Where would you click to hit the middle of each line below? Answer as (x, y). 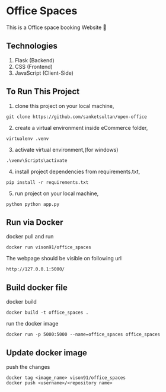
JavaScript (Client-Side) (44, 73)
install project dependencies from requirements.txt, (77, 171)
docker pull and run (30, 237)
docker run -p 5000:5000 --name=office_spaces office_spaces (83, 334)
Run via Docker (35, 222)
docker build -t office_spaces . (47, 313)
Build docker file (37, 287)
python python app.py (33, 204)
